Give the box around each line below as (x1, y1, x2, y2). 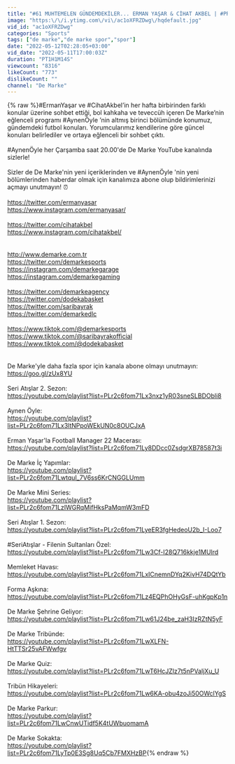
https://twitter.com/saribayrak (7, 303, 93, 311)
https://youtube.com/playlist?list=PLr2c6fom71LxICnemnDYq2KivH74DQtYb (7, 570, 226, 578)
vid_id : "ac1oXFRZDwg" (7, 23, 73, 30)
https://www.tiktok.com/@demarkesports (7, 325, 127, 333)
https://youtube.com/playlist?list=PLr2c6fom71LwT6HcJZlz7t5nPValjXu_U (7, 667, 220, 676)
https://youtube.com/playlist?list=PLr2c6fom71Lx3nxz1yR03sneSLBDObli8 (7, 391, 222, 400)
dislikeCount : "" (7, 75, 58, 83)
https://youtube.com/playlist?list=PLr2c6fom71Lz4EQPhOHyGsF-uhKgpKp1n (7, 592, 228, 601)
